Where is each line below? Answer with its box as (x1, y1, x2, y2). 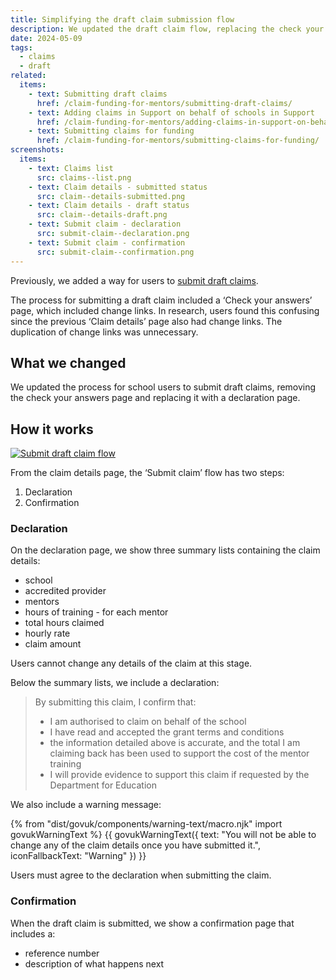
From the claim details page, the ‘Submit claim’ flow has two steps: (10, 467, 285, 479)
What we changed (10, 354, 127, 371)
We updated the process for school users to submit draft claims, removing (10, 381, 317, 393)
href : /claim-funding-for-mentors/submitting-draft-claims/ (36, 98, 293, 108)
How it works (10, 421, 94, 438)
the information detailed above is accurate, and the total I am (49, 737, 301, 749)
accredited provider (24, 585, 107, 597)
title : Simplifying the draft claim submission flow (10, 14, 235, 25)
